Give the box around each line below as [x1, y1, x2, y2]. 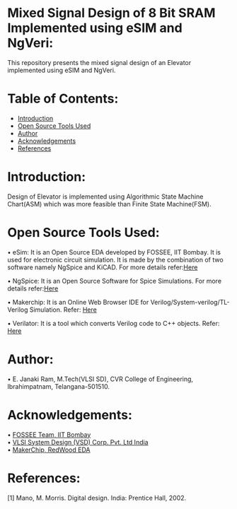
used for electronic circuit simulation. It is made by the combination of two [7, 255, 224, 264]
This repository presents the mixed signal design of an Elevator [7, 58, 192, 66]
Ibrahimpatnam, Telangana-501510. [7, 382, 110, 390]
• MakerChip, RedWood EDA [7, 445, 91, 454]
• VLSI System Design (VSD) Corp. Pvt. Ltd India [7, 438, 149, 446]
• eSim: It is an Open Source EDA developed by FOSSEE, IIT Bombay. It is [7, 247, 221, 256]
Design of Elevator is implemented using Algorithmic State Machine [7, 192, 204, 201]
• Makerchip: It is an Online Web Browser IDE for [7, 298, 149, 306]
